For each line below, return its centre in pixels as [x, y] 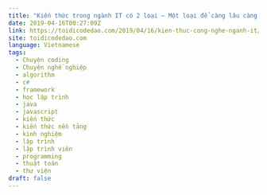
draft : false [30, 179]
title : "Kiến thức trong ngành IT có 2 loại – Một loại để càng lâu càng [133, 16]
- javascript [37, 112]
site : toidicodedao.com [48, 38]
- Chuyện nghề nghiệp [51, 68]
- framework [35, 90]
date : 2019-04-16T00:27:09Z [55, 23]
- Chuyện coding [42, 60]
